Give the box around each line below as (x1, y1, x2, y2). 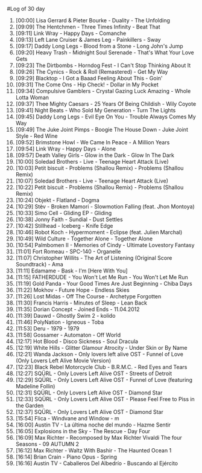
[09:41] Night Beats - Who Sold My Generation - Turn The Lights (15, 107, 176, 114)
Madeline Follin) (15, 383, 55, 390)
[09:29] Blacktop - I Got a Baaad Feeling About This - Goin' (15, 75, 163, 82)
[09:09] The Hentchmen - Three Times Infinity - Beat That (15, 24, 160, 30)
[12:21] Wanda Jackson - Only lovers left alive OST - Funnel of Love (15, 350, 183, 358)
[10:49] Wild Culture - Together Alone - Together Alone (15, 235, 153, 242)
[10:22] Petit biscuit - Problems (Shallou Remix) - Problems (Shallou (15, 184, 184, 191)
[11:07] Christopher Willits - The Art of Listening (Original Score (15, 254, 172, 262)
